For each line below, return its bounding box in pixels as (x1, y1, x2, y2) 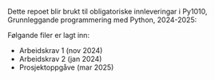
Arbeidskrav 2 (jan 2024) (18, 55, 102, 63)
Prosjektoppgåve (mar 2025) (18, 63, 114, 72)
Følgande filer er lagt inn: (7, 31, 90, 40)
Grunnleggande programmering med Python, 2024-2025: (7, 15, 197, 25)
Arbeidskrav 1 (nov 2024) (18, 46, 103, 55)
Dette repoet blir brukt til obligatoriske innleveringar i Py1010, (7, 7, 208, 16)
